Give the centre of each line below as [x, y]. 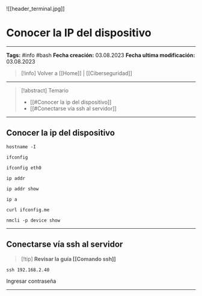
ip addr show [23, 189]
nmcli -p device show [33, 220]
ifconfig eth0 [24, 168]
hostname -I [21, 146]
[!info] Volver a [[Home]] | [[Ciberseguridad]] [76, 73]
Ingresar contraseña [31, 281]
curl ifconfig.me [28, 210]
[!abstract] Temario [45, 90]
